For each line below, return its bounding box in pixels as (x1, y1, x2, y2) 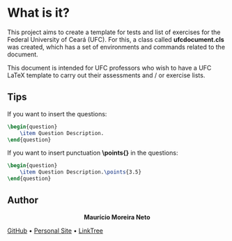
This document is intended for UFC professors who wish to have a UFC (7, 63, 212, 72)
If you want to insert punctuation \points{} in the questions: (7, 148, 178, 157)
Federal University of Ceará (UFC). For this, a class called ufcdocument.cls (7, 35, 224, 43)
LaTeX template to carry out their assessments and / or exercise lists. (7, 71, 206, 79)
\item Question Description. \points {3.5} (20, 169, 141, 176)
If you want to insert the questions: (7, 109, 107, 118)
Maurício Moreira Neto (83, 212, 151, 221)
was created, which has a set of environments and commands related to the (7, 42, 225, 51)
